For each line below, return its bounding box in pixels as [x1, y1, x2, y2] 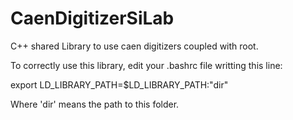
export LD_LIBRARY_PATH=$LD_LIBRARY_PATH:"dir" [10, 78, 229, 91]
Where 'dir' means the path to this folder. [10, 98, 180, 110]
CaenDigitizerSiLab [10, 7, 175, 30]
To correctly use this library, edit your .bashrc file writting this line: [10, 59, 283, 71]
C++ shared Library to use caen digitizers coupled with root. [10, 40, 259, 52]
